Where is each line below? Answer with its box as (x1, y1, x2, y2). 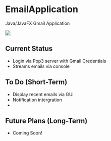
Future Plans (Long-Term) (5, 116, 88, 125)
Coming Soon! (12, 130, 42, 136)
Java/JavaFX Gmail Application (5, 20, 70, 26)
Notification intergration (12, 97, 62, 103)
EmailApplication (5, 4, 78, 15)
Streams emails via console (12, 63, 70, 69)
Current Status (5, 44, 53, 53)
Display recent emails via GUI (12, 91, 74, 97)
